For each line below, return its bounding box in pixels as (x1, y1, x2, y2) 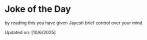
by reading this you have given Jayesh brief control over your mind (4, 20, 143, 26)
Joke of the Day (4, 3, 71, 15)
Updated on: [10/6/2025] (4, 29, 56, 35)
